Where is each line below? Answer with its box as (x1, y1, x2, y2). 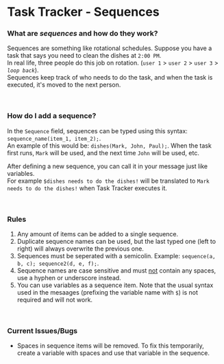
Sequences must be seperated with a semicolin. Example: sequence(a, (16, 252, 216, 260)
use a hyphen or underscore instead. (16, 274, 121, 282)
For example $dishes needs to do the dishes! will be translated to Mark (7, 177, 210, 185)
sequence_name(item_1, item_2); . (7, 134, 101, 142)
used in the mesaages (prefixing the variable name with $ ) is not (16, 288, 199, 297)
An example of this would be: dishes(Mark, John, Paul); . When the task (7, 141, 212, 150)
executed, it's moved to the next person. (7, 80, 121, 89)
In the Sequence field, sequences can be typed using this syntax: (7, 126, 188, 135)
